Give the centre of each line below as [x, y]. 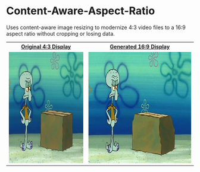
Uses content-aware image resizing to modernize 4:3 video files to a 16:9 [96, 27]
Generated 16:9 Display [140, 47]
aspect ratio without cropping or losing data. [60, 33]
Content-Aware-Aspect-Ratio [81, 11]
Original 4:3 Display [46, 47]
